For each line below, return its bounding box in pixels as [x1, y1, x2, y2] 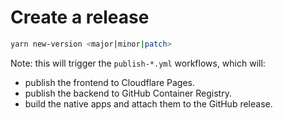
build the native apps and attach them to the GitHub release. [24, 97, 273, 110]
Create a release [10, 6, 150, 29]
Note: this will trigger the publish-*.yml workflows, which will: [10, 57, 266, 69]
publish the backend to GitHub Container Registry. [24, 87, 232, 99]
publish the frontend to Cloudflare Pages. [24, 76, 196, 88]
